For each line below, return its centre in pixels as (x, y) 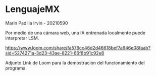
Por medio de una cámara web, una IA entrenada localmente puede (75, 32)
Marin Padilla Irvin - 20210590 (37, 23)
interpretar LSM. (22, 38)
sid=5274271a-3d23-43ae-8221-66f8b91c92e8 (55, 53)
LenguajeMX (33, 9)
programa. (16, 68)
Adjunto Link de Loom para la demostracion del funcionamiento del (75, 62)
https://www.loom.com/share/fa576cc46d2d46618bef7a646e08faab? (78, 47)
